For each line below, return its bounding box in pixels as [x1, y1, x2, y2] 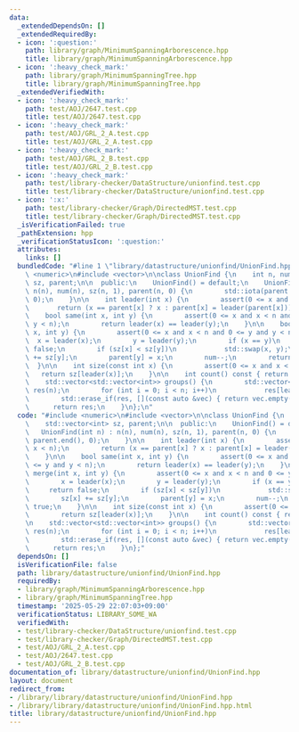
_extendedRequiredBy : [17, 29, 98, 38]
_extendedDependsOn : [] [17, 21, 105, 30]
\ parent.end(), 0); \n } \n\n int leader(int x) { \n [25, 436, 245, 445]
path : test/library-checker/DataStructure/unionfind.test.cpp [25, 179, 261, 188]
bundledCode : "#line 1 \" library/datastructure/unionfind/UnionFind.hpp [17, 262, 293, 271]
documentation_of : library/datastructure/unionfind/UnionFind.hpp [9, 668, 261, 677]
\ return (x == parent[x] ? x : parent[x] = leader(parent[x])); [25, 303, 296, 312]
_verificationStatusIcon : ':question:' [17, 237, 166, 246]
